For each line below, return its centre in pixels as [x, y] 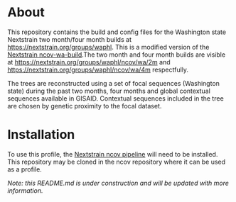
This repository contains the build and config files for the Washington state [117, 32]
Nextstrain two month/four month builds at [69, 39]
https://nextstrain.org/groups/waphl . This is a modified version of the [108, 47]
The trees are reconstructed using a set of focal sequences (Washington [114, 83]
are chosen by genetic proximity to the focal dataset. [85, 106]
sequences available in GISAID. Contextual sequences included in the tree [116, 98]
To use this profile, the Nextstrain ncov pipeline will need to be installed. [113, 154]
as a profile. [25, 169]
